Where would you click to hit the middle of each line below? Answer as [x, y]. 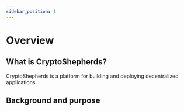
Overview [30, 40]
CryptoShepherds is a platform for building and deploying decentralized [93, 76]
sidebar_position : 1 [31, 11]
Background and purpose [53, 101]
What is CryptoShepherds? [56, 62]
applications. [21, 82]
